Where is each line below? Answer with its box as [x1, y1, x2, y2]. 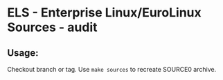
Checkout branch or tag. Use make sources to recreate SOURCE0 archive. [7, 66, 217, 73]
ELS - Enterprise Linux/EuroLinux [7, 5, 202, 21]
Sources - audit [7, 19, 98, 35]
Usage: [7, 47, 39, 59]
